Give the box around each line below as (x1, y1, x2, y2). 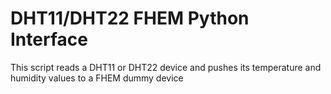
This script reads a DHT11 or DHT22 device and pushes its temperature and (10, 61, 322, 73)
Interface (10, 28, 88, 51)
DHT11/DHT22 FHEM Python (10, 7, 250, 30)
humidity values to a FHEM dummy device (10, 72, 184, 84)
